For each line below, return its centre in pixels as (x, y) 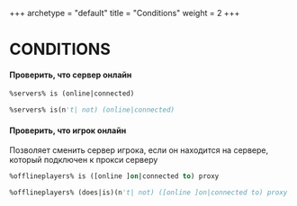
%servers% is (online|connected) (72, 94)
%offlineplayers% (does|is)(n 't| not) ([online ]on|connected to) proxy (148, 193)
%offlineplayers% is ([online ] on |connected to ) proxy (114, 176)
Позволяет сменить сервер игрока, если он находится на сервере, (139, 150)
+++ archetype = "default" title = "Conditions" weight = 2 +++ (125, 13)
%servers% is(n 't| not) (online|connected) (92, 110)
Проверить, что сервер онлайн (71, 75)
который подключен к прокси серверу (84, 160)
